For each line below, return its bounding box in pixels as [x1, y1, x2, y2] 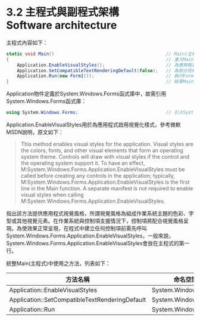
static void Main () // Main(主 [6, 51, 192, 57]
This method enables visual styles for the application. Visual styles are [20, 141, 193, 148]
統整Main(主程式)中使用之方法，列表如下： [6, 260, 111, 267]
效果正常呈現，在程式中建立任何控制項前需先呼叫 [26, 225, 147, 232]
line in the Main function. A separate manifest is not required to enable [20, 185, 193, 192]
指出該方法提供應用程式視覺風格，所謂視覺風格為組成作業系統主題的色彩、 [6, 210, 189, 217]
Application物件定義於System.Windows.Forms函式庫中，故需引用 [6, 90, 167, 97]
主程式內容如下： [6, 39, 48, 46]
